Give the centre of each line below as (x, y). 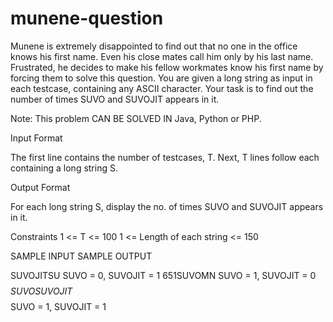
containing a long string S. (64, 168)
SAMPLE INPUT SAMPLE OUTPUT (81, 256)
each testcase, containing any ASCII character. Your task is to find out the (162, 88)
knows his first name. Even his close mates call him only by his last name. (162, 56)
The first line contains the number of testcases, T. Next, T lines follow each (165, 157)
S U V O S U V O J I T (41, 291)
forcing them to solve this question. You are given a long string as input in (161, 78)
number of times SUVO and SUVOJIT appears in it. (115, 99)
